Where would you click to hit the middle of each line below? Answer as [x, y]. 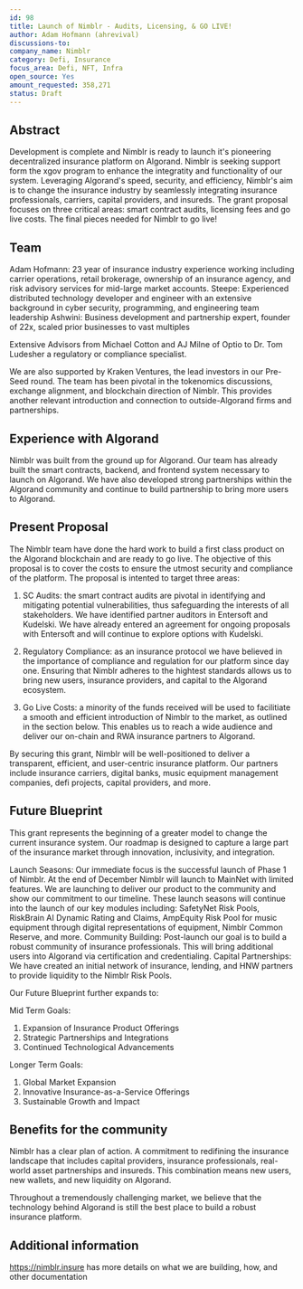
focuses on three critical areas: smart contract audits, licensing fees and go [150, 210]
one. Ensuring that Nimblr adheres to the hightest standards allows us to [157, 670]
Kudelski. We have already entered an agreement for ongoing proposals [156, 624]
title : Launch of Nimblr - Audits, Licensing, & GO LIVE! [121, 26]
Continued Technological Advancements [98, 1047]
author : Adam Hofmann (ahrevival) [75, 34]
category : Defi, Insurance [60, 60]
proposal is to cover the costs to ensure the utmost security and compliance [151, 568]
